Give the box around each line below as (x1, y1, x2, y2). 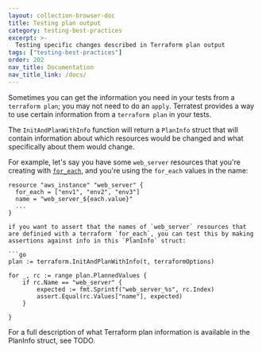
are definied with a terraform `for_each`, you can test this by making (8, 230, 254, 238)
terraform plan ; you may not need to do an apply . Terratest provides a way (8, 101, 255, 111)
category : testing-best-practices (8, 26, 123, 34)
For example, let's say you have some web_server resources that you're (8, 157, 241, 167)
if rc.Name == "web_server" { (22, 278, 123, 286)
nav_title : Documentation (8, 64, 94, 72)
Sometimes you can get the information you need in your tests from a (8, 92, 236, 102)
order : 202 (8, 56, 44, 64)
